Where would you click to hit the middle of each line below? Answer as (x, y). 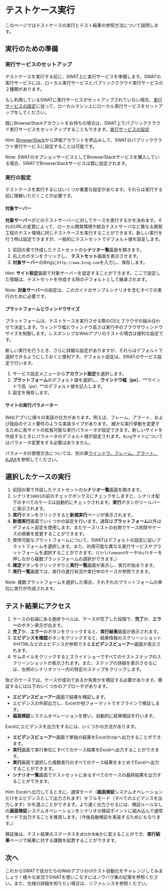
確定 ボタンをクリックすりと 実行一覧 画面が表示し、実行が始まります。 (85, 565)
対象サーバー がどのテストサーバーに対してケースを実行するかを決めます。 (82, 220)
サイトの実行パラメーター (32, 405)
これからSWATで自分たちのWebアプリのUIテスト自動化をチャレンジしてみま (84, 870)
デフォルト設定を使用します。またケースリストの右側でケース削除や (82, 528)
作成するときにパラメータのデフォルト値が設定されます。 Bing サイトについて (84, 436)
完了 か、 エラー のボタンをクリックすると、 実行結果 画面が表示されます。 (87, 631)
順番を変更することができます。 (54, 534)
